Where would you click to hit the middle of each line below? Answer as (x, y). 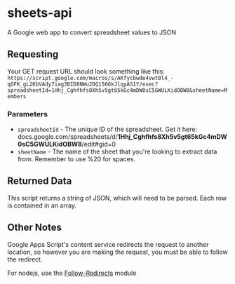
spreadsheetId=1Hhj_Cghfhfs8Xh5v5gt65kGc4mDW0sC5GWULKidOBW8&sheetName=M (117, 90)
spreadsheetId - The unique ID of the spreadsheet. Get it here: (107, 129)
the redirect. (25, 259)
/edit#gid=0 (99, 144)
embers (17, 96)
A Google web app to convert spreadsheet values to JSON (92, 32)
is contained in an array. (42, 205)
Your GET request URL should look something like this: (86, 71)
